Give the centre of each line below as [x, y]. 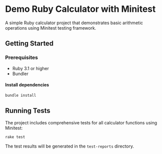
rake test [15, 137]
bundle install [21, 95]
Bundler [20, 74]
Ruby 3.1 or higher [31, 68]
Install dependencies [27, 85]
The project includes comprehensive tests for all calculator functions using [81, 122]
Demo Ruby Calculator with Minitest [81, 9]
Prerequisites [21, 58]
